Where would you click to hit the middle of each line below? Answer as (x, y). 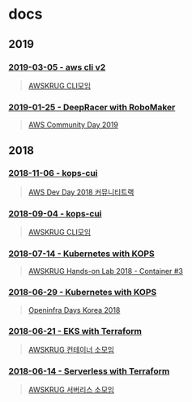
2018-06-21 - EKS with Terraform (75, 331)
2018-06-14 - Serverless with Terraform (89, 371)
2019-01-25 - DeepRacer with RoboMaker (92, 107)
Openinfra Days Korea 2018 (74, 310)
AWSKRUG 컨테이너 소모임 (71, 350)
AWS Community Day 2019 (73, 125)
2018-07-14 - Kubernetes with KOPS (82, 254)
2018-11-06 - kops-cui (53, 173)
